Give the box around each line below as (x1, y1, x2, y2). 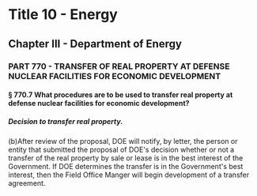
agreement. (8, 179, 46, 188)
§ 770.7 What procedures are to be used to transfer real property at (8, 90, 233, 100)
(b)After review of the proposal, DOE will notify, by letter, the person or (8, 137, 238, 146)
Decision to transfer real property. (8, 116, 123, 126)
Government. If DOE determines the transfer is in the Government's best (8, 162, 244, 171)
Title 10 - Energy (8, 6, 119, 24)
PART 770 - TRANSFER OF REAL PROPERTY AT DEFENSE (8, 61, 230, 72)
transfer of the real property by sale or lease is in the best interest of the (8, 153, 244, 163)
